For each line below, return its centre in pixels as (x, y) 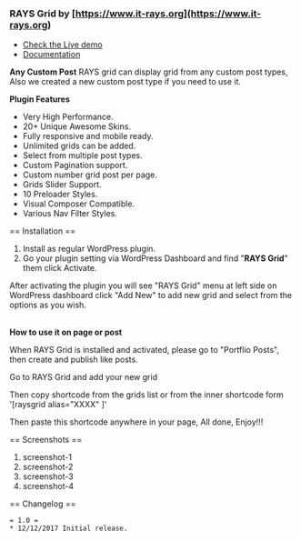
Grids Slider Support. (62, 185)
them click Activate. (60, 268)
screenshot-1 (47, 457)
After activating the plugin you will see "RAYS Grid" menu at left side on (143, 286)
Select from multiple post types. (82, 155)
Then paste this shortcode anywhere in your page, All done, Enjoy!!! (136, 422)
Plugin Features (40, 99)
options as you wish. (48, 305)
